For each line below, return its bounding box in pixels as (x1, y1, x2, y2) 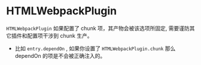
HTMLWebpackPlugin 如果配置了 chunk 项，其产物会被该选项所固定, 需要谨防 (6, 24, 190, 32)
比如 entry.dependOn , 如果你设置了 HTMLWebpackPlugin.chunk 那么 (14, 45, 176, 52)
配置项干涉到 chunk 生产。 (26, 32, 93, 39)
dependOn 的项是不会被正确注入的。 (14, 52, 106, 59)
